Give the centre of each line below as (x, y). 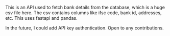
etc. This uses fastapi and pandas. (41, 18)
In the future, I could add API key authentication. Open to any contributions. (85, 28)
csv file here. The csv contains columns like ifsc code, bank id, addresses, (83, 13)
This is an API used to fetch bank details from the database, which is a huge (85, 7)
